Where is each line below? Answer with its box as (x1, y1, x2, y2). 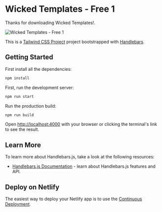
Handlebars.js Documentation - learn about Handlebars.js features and (12, 163, 156, 169)
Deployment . (5, 201, 31, 207)
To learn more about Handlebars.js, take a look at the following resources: (5, 154, 155, 160)
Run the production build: (5, 103, 56, 109)
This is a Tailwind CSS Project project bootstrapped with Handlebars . (5, 38, 145, 45)
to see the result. (5, 126, 39, 132)
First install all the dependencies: (5, 66, 72, 72)
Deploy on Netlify (5, 183, 60, 191)
